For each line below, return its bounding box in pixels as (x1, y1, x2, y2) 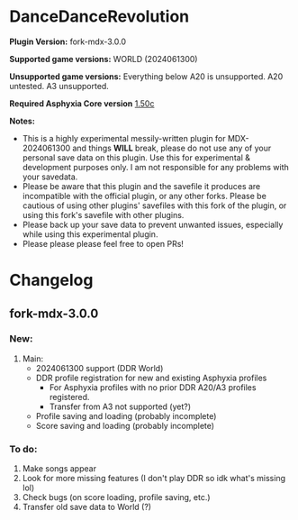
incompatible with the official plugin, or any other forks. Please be (22, 190, 267, 201)
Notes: (9, 115, 36, 126)
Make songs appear (22, 463, 97, 474)
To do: (9, 442, 38, 455)
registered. (49, 391, 90, 402)
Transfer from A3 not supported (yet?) (49, 401, 192, 412)
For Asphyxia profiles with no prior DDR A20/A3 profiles (49, 381, 257, 393)
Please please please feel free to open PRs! (22, 238, 185, 249)
